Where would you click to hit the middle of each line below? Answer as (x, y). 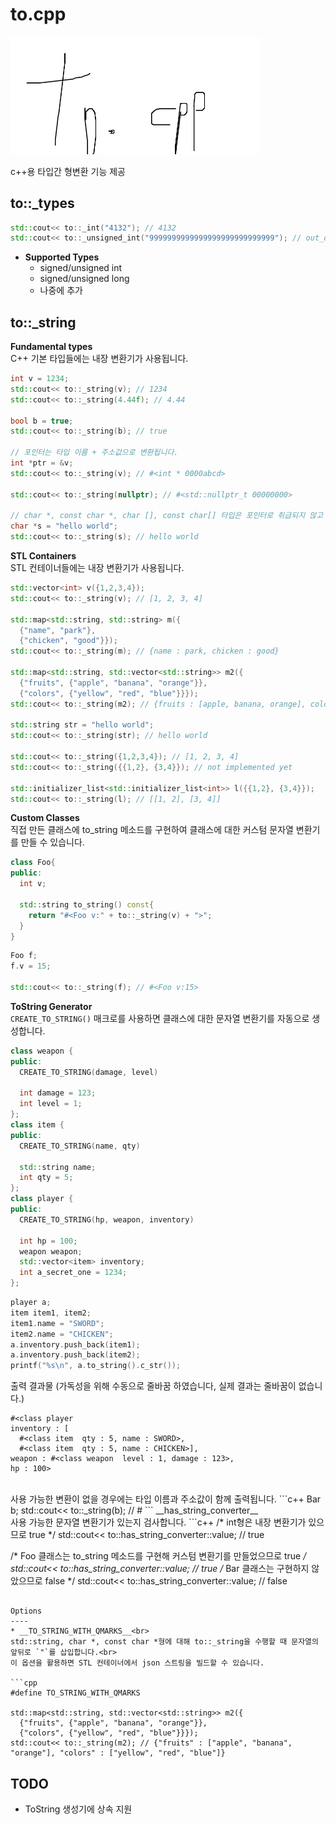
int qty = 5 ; (46, 1178)
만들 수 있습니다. (52, 842)
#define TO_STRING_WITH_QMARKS (75, 1693)
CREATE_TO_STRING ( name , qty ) (80, 1146)
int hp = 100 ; (48, 1241)
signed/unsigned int (81, 268)
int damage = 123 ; (58, 1093)
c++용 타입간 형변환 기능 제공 (68, 171)
